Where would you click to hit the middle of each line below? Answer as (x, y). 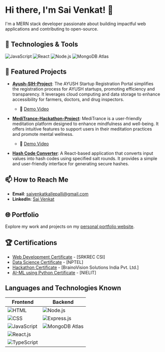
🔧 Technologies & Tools (42, 45)
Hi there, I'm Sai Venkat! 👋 (59, 10)
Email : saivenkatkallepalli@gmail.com (50, 194)
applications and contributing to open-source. (52, 29)
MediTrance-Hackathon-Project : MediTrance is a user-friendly (77, 118)
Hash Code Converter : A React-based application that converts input (83, 153)
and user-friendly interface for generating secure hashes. (71, 163)
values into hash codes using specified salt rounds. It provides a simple (85, 158)
